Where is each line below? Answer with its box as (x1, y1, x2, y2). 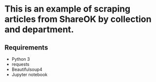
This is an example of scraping (4, 3, 131, 15)
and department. (4, 24, 74, 35)
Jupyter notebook (11, 72, 48, 77)
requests (11, 62, 30, 67)
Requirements (4, 43, 48, 51)
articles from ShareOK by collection (4, 14, 152, 25)
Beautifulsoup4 (11, 66, 42, 72)
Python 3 (11, 56, 30, 62)
